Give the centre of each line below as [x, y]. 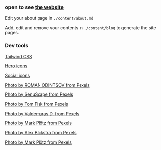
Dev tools [17, 46]
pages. [12, 33]
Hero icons [16, 66]
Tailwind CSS [19, 56]
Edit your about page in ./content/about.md [49, 18]
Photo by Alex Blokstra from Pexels [41, 132]
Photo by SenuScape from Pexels [39, 94]
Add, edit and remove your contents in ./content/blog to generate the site [80, 28]
